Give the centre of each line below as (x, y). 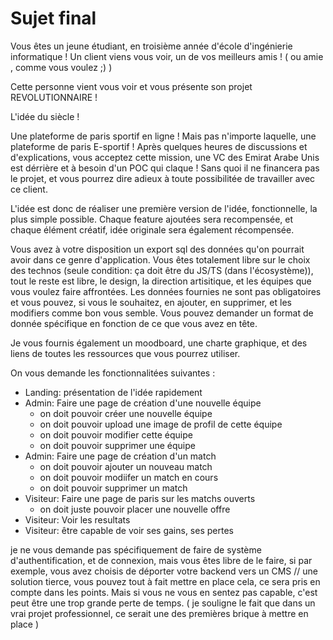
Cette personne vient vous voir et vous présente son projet (131, 86)
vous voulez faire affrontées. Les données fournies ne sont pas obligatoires (166, 291)
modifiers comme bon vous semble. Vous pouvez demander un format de (162, 313)
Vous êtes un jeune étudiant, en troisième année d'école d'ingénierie (151, 46)
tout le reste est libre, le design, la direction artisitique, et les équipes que (161, 281)
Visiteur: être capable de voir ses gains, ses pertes (129, 530)
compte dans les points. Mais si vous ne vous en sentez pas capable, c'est (164, 592)
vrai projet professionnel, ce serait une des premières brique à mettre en (159, 613)
